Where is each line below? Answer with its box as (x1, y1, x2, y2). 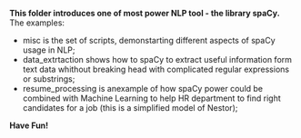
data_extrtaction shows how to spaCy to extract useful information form (22, 54, 293, 64)
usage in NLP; (22, 44, 75, 55)
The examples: (9, 17, 65, 28)
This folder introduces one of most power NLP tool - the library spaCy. (9, 8, 280, 18)
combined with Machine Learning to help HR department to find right (22, 93, 281, 103)
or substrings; (22, 74, 75, 84)
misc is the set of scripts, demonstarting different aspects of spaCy (22, 35, 276, 45)
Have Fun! (9, 120, 49, 131)
